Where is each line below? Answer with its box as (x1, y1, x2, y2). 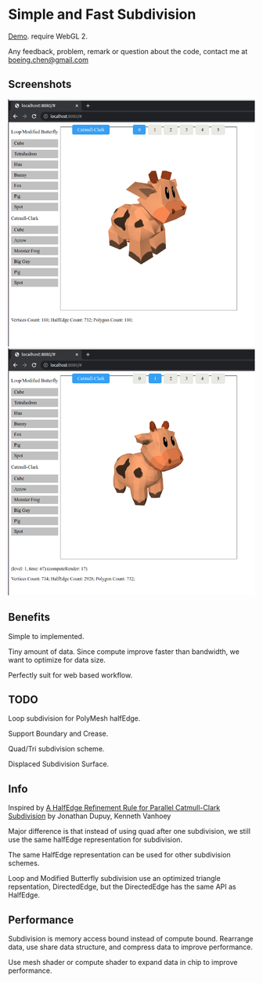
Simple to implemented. (8, 631, 85, 641)
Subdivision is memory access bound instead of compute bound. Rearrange (8, 934, 254, 943)
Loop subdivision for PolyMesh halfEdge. (8, 714, 141, 723)
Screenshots (8, 78, 72, 91)
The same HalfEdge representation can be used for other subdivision (8, 850, 231, 860)
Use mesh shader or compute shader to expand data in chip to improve (8, 958, 238, 967)
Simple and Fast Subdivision (8, 5, 196, 24)
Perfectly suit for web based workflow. (8, 670, 133, 680)
